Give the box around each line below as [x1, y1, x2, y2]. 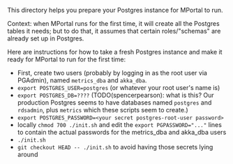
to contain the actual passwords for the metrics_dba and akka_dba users [17, 128, 227, 136]
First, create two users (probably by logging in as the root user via [17, 69, 208, 77]
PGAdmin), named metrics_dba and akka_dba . [17, 76, 147, 84]
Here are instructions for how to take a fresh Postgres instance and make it [7, 48, 223, 56]
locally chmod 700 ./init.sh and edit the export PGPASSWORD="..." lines [17, 121, 222, 128]
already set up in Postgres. [7, 34, 84, 43]
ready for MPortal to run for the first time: [7, 55, 126, 64]
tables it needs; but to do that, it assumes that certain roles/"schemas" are [7, 27, 221, 35]
